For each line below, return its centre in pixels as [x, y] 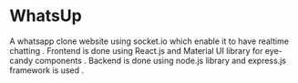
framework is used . [47, 70]
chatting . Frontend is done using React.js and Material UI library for [136, 50]
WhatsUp [46, 16]
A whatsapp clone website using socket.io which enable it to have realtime [149, 41]
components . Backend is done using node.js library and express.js [161, 60]
